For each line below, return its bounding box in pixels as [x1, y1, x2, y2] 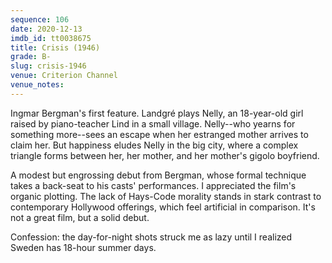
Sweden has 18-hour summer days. [10, 241, 157, 253]
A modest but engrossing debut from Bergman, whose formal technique [10, 169, 307, 181]
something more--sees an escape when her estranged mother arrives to [10, 128, 309, 140]
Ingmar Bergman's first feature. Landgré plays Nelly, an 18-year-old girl [10, 107, 304, 119]
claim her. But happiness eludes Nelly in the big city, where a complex [10, 139, 299, 151]
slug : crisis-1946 [10, 61, 87, 71]
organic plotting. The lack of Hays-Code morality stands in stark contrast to [10, 190, 322, 202]
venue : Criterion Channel [10, 71, 118, 81]
